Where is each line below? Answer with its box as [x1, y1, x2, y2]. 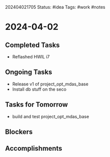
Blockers [5, 128, 33, 136]
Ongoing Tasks [5, 68, 53, 77]
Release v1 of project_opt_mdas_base [12, 81, 88, 87]
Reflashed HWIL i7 [12, 54, 50, 59]
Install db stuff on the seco [12, 86, 67, 92]
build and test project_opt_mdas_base [12, 113, 89, 119]
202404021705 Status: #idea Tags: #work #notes [5, 4, 106, 10]
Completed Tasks [5, 41, 60, 49]
